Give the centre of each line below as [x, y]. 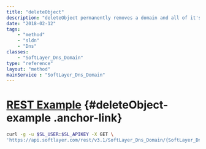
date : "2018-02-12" [31, 23]
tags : [13, 29]
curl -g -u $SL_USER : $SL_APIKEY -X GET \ [60, 135]
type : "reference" [30, 63]
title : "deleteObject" [35, 12]
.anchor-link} [88, 118]
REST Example [44, 105]
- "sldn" [29, 40]
